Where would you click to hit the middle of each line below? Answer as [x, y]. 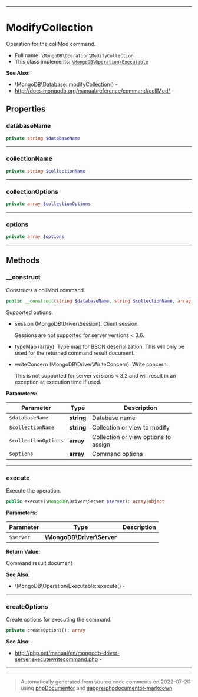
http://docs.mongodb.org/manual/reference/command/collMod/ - [94, 90]
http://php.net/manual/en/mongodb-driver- [67, 653]
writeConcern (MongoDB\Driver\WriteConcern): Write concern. [91, 364]
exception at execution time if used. [58, 382]
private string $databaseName [43, 138]
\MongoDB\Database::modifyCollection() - [66, 84]
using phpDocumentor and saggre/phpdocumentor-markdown [96, 688]
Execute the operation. [34, 490]
